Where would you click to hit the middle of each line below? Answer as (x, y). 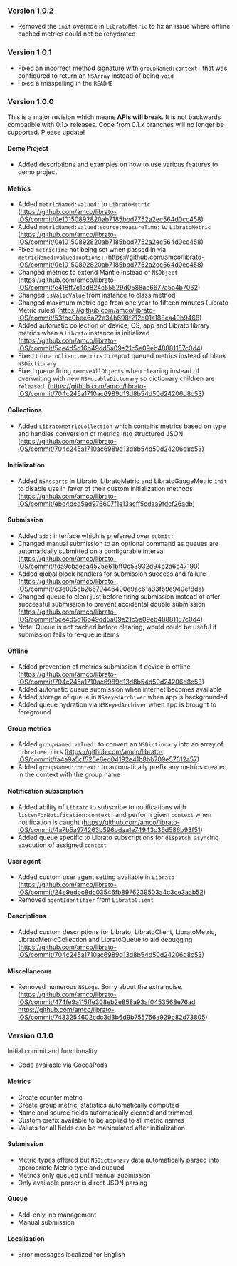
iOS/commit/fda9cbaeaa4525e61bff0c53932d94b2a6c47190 (107, 566)
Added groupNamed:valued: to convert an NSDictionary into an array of (121, 744)
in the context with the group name (69, 775)
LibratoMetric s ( (42, 752)
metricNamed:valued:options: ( (63, 257)
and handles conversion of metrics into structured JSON (100, 433)
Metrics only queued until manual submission (84, 1175)
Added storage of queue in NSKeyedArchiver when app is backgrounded (122, 697)
